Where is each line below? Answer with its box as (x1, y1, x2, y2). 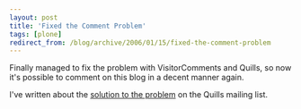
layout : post (9, 13, 58, 22)
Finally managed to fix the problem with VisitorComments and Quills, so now (9, 63, 292, 73)
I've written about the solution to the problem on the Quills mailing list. (9, 89, 268, 100)
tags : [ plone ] (9, 29, 63, 38)
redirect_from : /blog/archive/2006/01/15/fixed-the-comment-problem (9, 38, 271, 47)
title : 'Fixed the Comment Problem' (9, 21, 146, 30)
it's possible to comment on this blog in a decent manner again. (9, 72, 244, 83)
